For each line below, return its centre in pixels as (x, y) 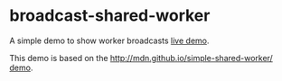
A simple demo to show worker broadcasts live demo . (109, 40)
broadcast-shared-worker (110, 16)
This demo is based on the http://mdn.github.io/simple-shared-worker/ (141, 58)
